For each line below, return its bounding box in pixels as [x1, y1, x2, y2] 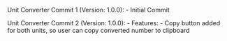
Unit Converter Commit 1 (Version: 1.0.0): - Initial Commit [7, 6, 170, 14]
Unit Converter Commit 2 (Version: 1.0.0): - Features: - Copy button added [7, 19, 221, 27]
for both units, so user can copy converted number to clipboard [7, 27, 190, 34]
